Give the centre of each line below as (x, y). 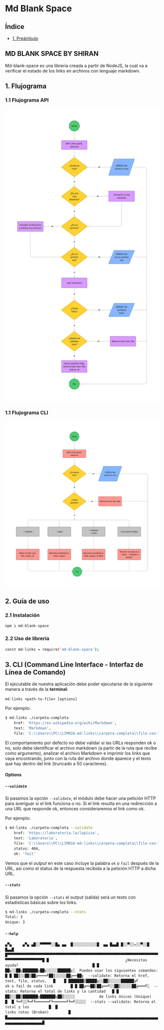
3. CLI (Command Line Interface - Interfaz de (74, 665)
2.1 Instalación (22, 615)
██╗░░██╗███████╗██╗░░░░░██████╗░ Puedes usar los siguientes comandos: (82, 971)
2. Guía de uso (27, 601)
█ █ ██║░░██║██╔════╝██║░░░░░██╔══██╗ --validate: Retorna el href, (77, 976)
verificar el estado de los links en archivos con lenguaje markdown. (73, 71)
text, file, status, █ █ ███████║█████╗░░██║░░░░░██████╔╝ (72, 981)
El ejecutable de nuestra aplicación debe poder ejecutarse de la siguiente (79, 684)
